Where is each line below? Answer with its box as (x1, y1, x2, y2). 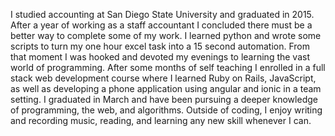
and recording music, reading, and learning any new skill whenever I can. (10, 115, 312, 126)
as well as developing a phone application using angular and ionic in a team (10, 83, 322, 94)
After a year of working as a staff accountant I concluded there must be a (10, 19, 313, 31)
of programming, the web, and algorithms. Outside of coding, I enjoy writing (10, 104, 323, 116)
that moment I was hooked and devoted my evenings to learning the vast (10, 51, 310, 63)
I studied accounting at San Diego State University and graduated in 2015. (10, 9, 315, 20)
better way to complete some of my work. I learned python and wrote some (10, 30, 322, 41)
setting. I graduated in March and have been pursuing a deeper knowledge (10, 94, 318, 105)
